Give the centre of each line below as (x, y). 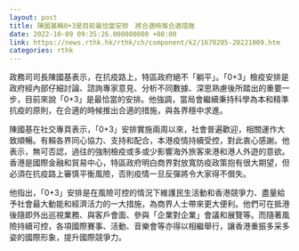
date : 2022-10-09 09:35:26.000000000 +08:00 (93, 34)
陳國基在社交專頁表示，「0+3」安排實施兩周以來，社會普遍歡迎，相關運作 (143, 129)
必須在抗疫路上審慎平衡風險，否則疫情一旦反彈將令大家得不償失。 (130, 174)
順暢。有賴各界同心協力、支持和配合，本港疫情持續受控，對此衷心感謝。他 (153, 141)
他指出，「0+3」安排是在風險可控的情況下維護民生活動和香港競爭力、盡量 (143, 193)
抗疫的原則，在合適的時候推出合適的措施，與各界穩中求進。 (118, 110)
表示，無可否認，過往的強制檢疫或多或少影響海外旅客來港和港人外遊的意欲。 (149, 151)
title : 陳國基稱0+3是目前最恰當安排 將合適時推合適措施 (102, 26)
